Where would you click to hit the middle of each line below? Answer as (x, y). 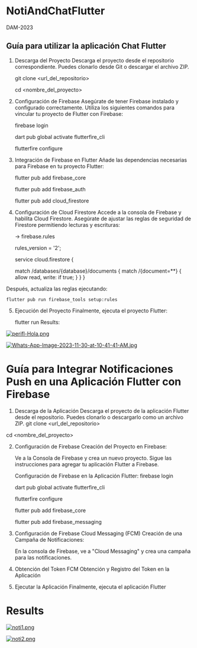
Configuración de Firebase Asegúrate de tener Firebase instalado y (97, 101)
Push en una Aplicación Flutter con (94, 382)
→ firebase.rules (35, 236)
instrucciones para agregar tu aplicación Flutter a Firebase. (87, 464)
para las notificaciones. (43, 557)
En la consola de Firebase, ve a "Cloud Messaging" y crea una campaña (103, 551)
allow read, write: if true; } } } (50, 277)
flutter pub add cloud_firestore (52, 201)
